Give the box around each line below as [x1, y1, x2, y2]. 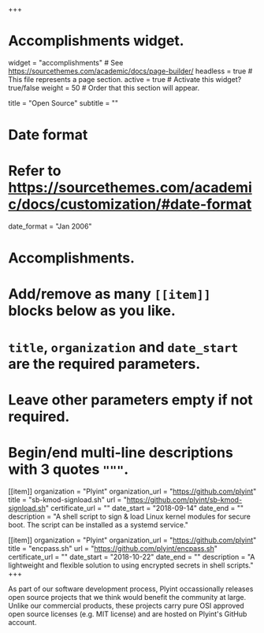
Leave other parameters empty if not [8, 391, 254, 408]
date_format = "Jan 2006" [8, 222, 92, 231]
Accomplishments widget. [8, 32, 184, 50]
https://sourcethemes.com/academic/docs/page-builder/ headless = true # [8, 66, 253, 76]
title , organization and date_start [8, 338, 239, 356]
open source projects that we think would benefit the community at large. [8, 592, 247, 601]
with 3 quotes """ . [8, 460, 129, 478]
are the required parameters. [8, 355, 201, 373]
